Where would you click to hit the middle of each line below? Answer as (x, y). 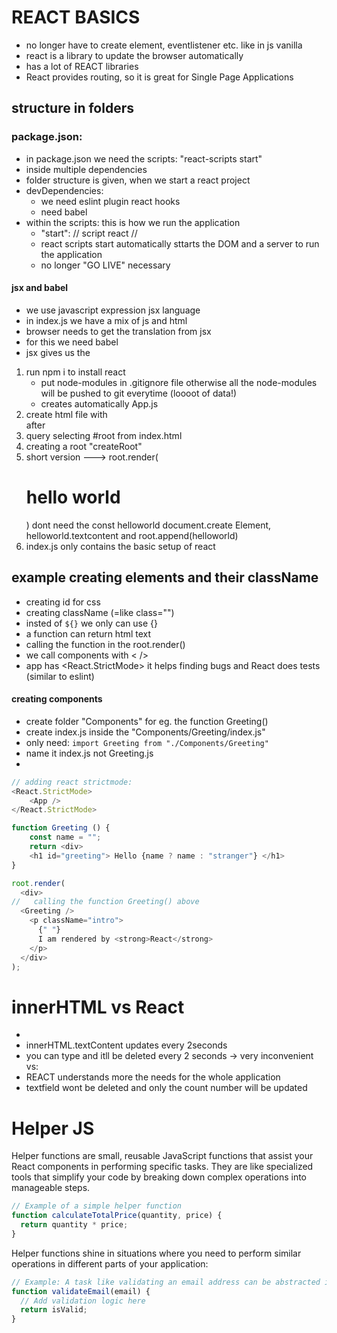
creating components (57, 699)
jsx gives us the (58, 352)
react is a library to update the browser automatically (134, 55)
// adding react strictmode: (72, 782)
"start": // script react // (89, 233)
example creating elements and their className (165, 577)
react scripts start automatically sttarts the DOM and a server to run (180, 243)
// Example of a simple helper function (97, 1206)
